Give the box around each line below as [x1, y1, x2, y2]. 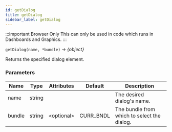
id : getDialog [5, 7, 36, 13]
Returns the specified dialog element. [5, 56, 84, 62]
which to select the [115, 112, 161, 119]
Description [125, 82, 155, 90]
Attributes [49, 82, 74, 90]
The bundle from [115, 105, 155, 113]
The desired [115, 91, 144, 98]
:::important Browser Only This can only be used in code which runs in [5, 31, 154, 37]
